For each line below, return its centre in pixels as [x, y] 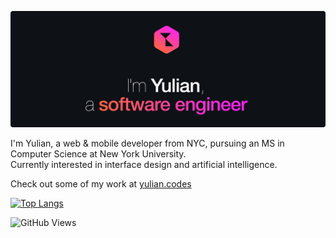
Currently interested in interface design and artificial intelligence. [144, 165]
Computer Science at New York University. [98, 154]
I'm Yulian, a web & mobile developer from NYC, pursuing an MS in [147, 143]
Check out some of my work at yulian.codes [101, 184]
